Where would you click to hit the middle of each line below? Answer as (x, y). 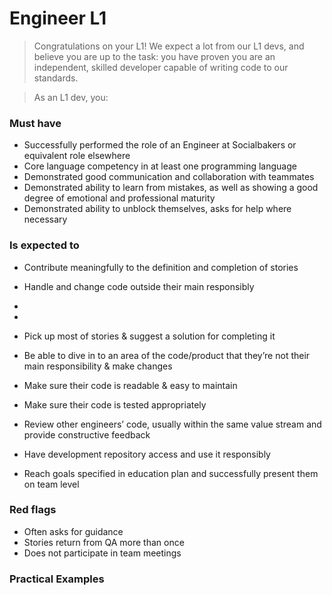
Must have (35, 123)
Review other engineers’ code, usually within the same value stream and (172, 424)
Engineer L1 (58, 18)
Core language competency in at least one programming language (160, 166)
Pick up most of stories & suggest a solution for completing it (149, 336)
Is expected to (44, 245)
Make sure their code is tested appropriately (115, 404)
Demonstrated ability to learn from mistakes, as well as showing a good (171, 188)
